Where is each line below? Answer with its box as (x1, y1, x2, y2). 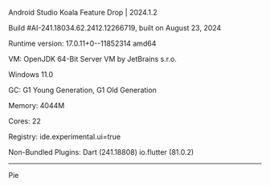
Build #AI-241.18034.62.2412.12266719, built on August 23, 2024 (8, 23, 222, 32)
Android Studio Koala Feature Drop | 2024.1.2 (8, 8, 158, 17)
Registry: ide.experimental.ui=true (8, 132, 121, 141)
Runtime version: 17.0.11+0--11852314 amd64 (8, 38, 157, 48)
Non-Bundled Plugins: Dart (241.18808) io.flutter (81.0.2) (8, 148, 194, 156)
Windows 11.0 (8, 70, 54, 79)
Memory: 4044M (8, 101, 65, 110)
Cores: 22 (8, 116, 42, 126)
